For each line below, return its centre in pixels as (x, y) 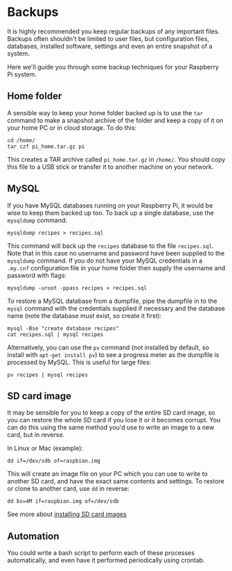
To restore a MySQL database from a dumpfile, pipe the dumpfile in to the (112, 301)
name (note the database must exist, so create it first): (84, 315)
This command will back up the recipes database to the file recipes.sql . (110, 246)
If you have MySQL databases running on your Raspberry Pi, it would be (110, 205)
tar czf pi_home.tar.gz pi (46, 147)
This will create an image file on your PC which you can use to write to (107, 474)
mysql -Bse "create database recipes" (63, 328)
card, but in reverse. (36, 435)
